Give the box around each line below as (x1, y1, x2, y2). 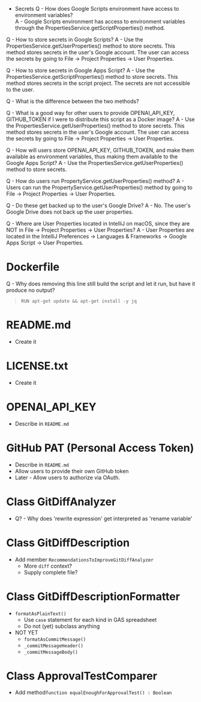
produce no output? (6, 286, 55, 294)
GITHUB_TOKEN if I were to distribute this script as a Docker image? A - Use (6, 116, 195, 123)
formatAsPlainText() (14, 610, 67, 617)
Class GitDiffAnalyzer (6, 495, 116, 508)
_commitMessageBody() (23, 649, 78, 655)
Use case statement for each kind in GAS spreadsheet (23, 616, 157, 623)
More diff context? (23, 562, 72, 570)
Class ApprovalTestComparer (6, 669, 158, 683)
